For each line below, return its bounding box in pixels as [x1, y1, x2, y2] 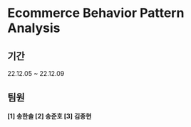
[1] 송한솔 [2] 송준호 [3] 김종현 [7, 111, 92, 120]
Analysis [7, 20, 61, 36]
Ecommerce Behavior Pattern [7, 5, 185, 21]
